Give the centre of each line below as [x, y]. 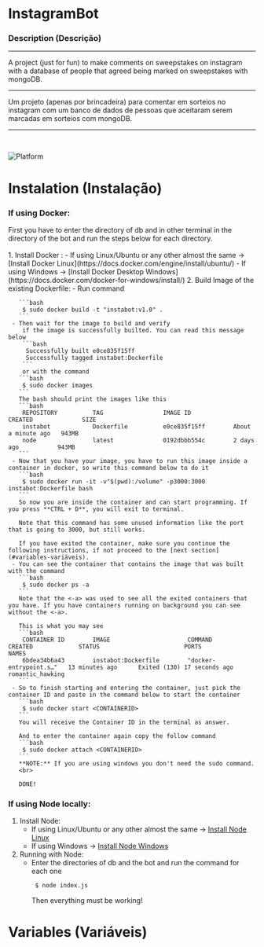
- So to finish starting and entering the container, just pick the [126, 688]
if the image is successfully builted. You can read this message [133, 330]
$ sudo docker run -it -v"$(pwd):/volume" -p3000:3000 [114, 481]
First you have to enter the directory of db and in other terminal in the [120, 229]
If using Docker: [39, 213]
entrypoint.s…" [33, 667]
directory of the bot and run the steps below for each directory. [110, 238]
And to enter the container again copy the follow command [117, 736]
